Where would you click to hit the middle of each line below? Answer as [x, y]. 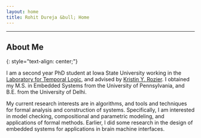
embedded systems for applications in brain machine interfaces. [86, 129]
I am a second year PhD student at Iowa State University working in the [94, 73]
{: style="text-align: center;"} [42, 62]
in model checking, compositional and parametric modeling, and [85, 116]
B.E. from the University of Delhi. [46, 92]
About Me [25, 47]
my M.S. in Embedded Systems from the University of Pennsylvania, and [95, 86]
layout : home [22, 12]
